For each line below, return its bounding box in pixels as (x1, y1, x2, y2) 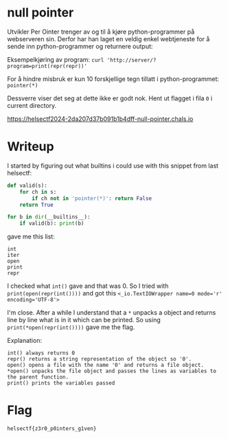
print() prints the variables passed (7, 380, 115, 387)
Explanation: (7, 337, 43, 345)
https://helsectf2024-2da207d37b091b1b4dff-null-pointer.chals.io (7, 115, 194, 123)
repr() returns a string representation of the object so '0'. (7, 356, 192, 363)
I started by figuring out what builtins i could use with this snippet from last (7, 161, 218, 170)
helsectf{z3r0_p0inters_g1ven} (7, 425, 97, 432)
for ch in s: (19, 188, 57, 195)
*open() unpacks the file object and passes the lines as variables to (7, 368, 216, 375)
